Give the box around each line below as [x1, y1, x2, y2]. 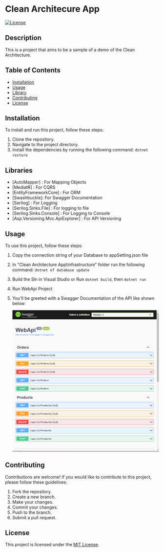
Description [5, 34, 41, 42]
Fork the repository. [12, 488, 52, 494]
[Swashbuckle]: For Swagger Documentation [12, 195, 102, 201]
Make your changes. [12, 499, 54, 505]
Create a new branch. [12, 494, 56, 500]
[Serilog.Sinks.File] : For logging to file [12, 205, 89, 211]
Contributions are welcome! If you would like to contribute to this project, [5, 474, 152, 480]
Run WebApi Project [12, 286, 53, 291]
